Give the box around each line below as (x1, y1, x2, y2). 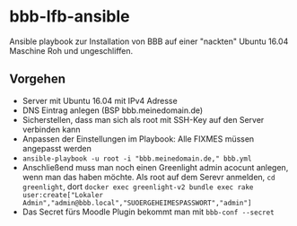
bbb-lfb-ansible (9, 6, 130, 27)
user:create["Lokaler (22, 190, 103, 199)
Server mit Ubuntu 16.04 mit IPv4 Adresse (22, 95, 178, 106)
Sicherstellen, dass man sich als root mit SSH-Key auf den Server (22, 114, 265, 125)
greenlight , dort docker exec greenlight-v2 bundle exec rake (22, 181, 254, 192)
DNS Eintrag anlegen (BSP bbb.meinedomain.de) (22, 105, 204, 116)
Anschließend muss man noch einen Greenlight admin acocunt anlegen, (22, 161, 289, 172)
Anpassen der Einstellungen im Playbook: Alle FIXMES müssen (22, 133, 255, 144)
